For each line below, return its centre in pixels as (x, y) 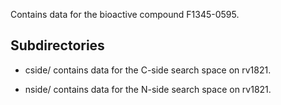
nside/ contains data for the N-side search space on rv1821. (148, 89)
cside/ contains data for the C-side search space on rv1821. (148, 70)
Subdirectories (57, 45)
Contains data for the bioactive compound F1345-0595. (125, 14)
